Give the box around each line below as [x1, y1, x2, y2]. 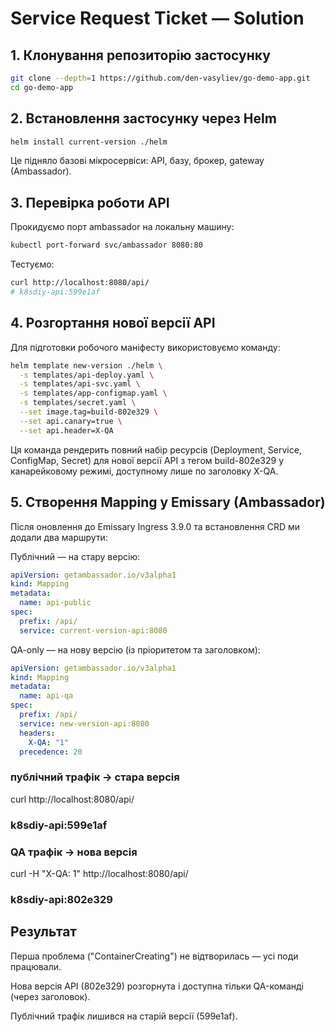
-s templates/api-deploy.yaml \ [19, 370, 155, 380]
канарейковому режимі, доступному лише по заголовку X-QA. [10, 465, 279, 477]
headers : [19, 728, 56, 738]
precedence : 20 [19, 747, 83, 757]
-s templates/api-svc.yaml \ [19, 379, 141, 389]
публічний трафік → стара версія [10, 770, 180, 784]
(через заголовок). [10, 990, 91, 1002]
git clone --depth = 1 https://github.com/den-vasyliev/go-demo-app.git [10, 73, 311, 83]
